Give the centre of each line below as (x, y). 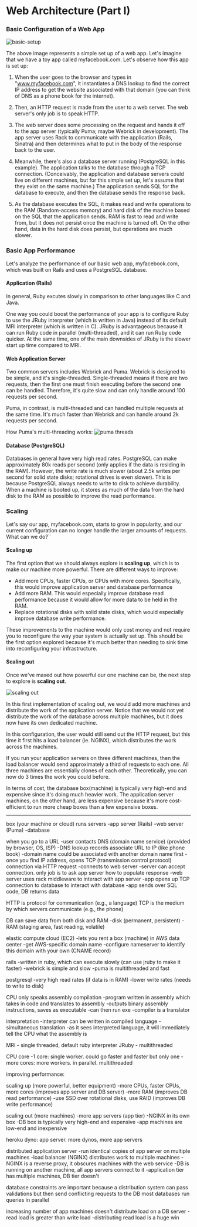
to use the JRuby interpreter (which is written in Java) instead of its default (96, 320)
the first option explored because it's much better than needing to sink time (97, 642)
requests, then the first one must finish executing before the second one (94, 384)
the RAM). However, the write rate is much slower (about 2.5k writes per (93, 471)
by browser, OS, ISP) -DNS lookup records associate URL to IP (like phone (96, 848)
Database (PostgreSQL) (35, 445)
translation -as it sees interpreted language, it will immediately (115, 1028)
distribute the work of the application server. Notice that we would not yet (95, 711)
